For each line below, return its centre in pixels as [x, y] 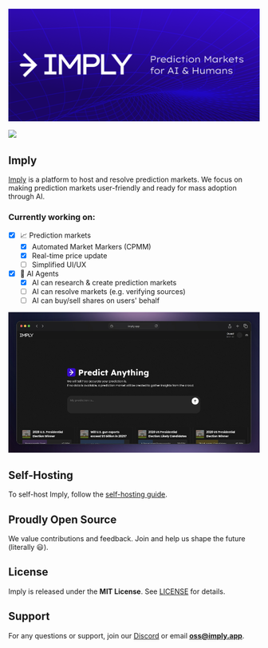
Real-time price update [69, 255]
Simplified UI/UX [59, 265]
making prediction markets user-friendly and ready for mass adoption [122, 188]
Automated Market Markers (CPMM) [91, 246]
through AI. [27, 197]
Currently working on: [52, 218]
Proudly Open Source [63, 519]
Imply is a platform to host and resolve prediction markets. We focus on [126, 179]
